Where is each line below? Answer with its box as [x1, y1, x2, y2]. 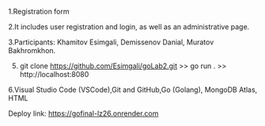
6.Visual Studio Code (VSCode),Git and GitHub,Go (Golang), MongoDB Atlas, [8, 85, 258, 94]
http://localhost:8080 [19, 70, 89, 78]
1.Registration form [8, 7, 70, 16]
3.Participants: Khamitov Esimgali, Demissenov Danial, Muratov [8, 37, 214, 47]
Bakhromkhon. [8, 46, 56, 55]
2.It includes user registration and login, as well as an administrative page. [8, 22, 250, 31]
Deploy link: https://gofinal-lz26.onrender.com [8, 109, 159, 118]
